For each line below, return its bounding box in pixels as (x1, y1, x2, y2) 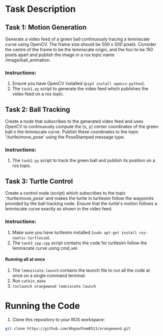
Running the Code (5, 300, 80, 311)
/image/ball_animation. (5, 57, 51, 63)
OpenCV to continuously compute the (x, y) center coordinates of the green (5, 124, 159, 130)
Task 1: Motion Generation (5, 23, 87, 32)
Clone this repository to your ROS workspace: (12, 316, 105, 322)
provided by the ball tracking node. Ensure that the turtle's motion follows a (5, 201, 157, 206)
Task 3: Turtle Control (5, 177, 73, 185)
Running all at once (5, 256, 45, 262)
